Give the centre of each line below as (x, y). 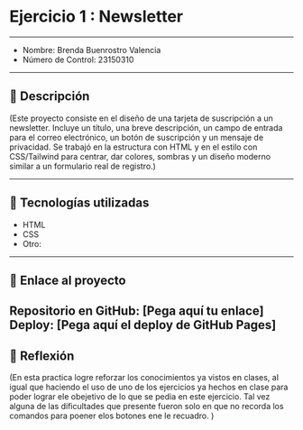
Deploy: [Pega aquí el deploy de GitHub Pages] (143, 325)
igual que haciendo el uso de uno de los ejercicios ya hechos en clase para (149, 387)
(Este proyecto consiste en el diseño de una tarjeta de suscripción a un (141, 118)
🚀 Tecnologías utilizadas (79, 203)
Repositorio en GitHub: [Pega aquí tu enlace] (137, 311)
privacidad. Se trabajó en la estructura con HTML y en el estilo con (133, 147)
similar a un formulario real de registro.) (83, 166)
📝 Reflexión (42, 356)
